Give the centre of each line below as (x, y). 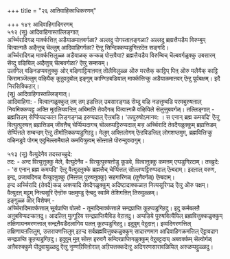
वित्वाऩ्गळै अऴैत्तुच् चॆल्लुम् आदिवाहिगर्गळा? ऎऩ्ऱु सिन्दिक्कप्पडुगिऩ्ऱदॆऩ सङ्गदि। (88, 47)
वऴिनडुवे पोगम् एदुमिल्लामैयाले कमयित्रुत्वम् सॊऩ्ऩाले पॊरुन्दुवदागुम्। (76, 140)
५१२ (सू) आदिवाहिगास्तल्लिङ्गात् (43, 32)
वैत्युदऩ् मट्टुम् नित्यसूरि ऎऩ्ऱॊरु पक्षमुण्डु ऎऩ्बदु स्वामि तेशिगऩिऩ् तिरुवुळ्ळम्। (83, 193)
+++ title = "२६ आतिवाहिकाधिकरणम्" (52, 11)
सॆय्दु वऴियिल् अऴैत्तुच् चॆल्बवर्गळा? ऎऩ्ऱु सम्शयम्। (58, 63)
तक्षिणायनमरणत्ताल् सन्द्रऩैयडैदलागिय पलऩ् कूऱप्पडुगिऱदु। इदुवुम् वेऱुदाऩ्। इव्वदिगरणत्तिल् (99, 224)
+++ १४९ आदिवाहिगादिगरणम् (40, 24)
